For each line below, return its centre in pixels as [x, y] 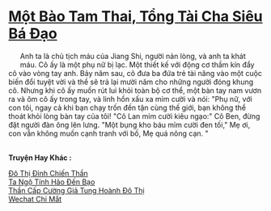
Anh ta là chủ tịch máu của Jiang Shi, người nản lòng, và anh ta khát [133, 56]
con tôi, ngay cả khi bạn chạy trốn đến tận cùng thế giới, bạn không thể [127, 108]
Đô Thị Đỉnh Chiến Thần [49, 173]
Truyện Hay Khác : [40, 158]
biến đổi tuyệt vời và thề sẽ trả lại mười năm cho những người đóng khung [131, 82]
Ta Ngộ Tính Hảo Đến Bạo [52, 182]
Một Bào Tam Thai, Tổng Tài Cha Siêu [135, 17]
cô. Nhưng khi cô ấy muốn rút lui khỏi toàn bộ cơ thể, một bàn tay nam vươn [135, 90]
